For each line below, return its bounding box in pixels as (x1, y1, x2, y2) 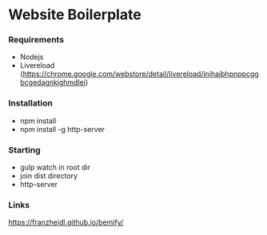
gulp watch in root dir (19, 162, 90, 173)
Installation (8, 98, 54, 109)
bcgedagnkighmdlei (19, 78, 86, 87)
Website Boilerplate (8, 6, 141, 24)
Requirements (8, 34, 65, 46)
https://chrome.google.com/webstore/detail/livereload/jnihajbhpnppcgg (22, 70, 260, 79)
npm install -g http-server (19, 124, 106, 133)
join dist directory (19, 171, 78, 181)
